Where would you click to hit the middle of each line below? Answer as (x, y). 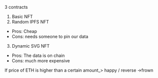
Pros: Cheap (24, 31)
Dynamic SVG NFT (31, 46)
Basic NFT (22, 16)
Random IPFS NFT (30, 22)
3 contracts (16, 7)
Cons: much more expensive (41, 61)
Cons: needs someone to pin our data (50, 37)
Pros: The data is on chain (38, 55)
